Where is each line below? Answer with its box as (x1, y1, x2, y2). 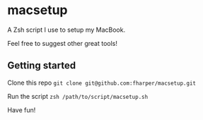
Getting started (7, 59, 76, 72)
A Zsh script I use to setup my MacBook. (7, 25, 126, 34)
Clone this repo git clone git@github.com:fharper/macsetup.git (7, 78, 197, 87)
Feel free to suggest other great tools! (7, 39, 118, 47)
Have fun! (7, 105, 36, 114)
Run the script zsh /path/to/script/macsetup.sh (7, 92, 149, 100)
